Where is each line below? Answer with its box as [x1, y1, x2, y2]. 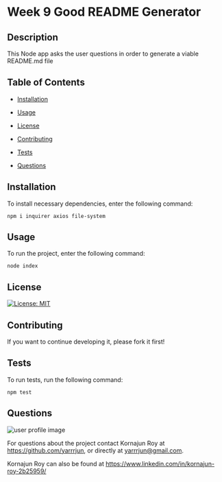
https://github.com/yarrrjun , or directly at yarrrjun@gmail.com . [7, 446, 184, 455]
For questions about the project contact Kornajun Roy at [7, 439, 165, 447]
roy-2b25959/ [7, 467, 47, 475]
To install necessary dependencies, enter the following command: [7, 200, 193, 208]
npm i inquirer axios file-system [7, 213, 106, 219]
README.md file [7, 57, 53, 65]
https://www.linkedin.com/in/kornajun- [105, 459, 214, 468]
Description [7, 32, 58, 43]
